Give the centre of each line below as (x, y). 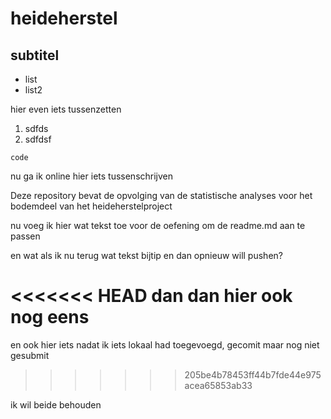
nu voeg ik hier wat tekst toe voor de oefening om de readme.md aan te (158, 225)
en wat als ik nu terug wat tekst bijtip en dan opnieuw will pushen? (146, 255)
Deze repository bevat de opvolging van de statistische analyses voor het (161, 195)
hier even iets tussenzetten (66, 109)
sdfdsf (38, 139)
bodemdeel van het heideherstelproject (91, 206)
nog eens (50, 317)
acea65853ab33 (218, 385)
